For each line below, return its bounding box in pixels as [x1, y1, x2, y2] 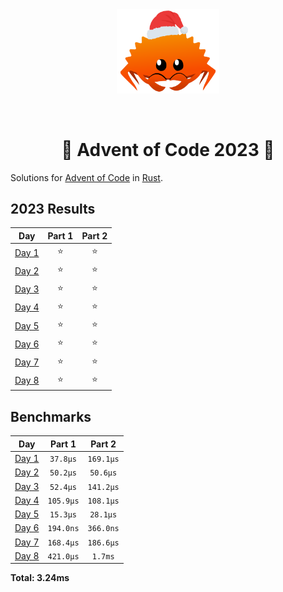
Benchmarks [10, 408, 92, 425]
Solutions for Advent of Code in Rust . [10, 171, 163, 183]
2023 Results [10, 201, 96, 218]
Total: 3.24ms [10, 572, 70, 584]
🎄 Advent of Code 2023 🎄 [61, 138, 275, 161]
